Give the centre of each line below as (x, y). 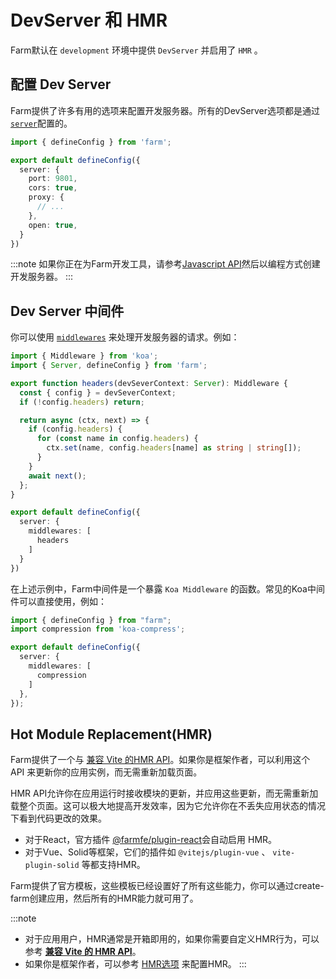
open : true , (53, 225)
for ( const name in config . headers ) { (117, 439)
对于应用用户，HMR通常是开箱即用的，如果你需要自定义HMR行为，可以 (172, 939)
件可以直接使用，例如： (58, 601)
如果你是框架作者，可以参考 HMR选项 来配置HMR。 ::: (135, 964)
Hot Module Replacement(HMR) (111, 734)
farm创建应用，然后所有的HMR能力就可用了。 (104, 898)
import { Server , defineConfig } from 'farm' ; (109, 366)
